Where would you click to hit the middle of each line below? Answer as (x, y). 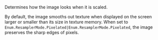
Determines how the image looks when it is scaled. (56, 7)
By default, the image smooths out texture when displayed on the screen (78, 17)
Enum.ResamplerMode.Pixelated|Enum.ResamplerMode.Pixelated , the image (79, 27)
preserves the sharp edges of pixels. (42, 32)
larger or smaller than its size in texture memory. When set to (66, 22)
